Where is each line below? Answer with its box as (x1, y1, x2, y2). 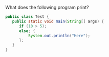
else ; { (18, 28, 36, 34)
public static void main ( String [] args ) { (12, 19, 104, 24)
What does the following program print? (5, 5, 89, 10)
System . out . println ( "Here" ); (28, 33, 91, 38)
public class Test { (5, 14, 50, 19)
